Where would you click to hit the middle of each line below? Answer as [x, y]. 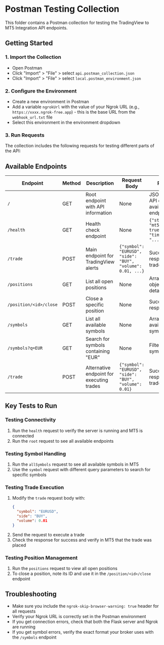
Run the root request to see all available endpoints [63, 441]
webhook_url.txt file [32, 117]
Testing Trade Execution [35, 487]
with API [95, 207]
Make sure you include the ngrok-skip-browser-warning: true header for [85, 606]
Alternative [98, 368]
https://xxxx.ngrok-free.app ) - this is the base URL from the [74, 112]
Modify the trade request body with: [49, 498]
